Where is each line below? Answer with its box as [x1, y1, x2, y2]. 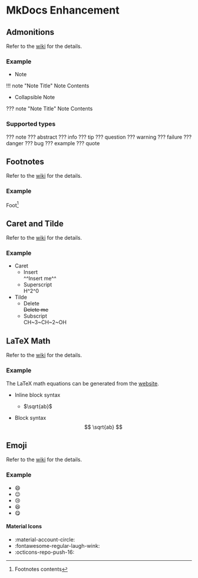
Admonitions [6, 27, 55, 37]
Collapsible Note [14, 94, 55, 101]
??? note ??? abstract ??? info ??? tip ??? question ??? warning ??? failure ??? [6, 133, 192, 141]
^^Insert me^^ [23, 275, 57, 282]
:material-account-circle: [14, 535, 75, 543]
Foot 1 [6, 200, 19, 208]
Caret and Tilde [6, 218, 64, 228]
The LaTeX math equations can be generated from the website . [6, 380, 159, 387]
